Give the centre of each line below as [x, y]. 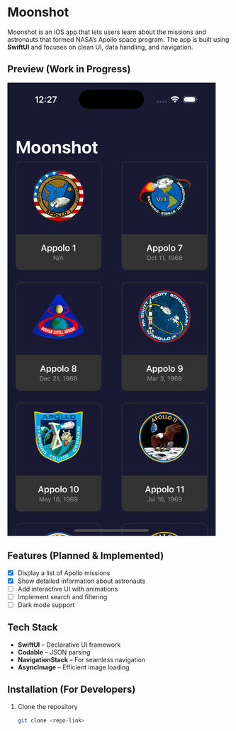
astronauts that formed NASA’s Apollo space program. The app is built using [118, 39]
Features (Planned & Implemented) [86, 556]
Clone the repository [47, 706]
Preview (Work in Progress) [69, 69]
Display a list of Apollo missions [64, 573]
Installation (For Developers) [72, 690]
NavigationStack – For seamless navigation [82, 659]
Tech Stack [33, 628]
